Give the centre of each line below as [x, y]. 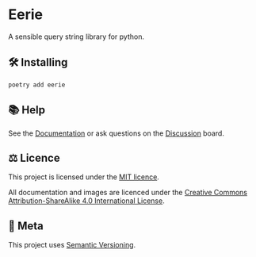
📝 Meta [26, 226]
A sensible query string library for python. [76, 36]
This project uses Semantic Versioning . [72, 245]
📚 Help [27, 110]
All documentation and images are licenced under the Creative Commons [128, 193]
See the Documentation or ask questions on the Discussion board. [116, 133]
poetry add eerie [37, 85]
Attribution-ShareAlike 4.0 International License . [86, 201]
